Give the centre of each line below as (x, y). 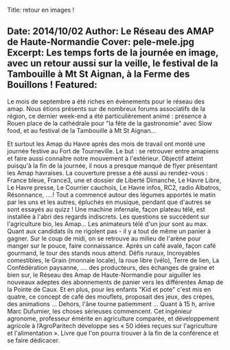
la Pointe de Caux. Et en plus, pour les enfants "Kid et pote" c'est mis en (109, 289)
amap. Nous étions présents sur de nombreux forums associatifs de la (106, 108)
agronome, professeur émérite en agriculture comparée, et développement (113, 318)
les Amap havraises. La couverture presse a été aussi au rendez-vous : (107, 173)
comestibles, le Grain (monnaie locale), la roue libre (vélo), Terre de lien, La (113, 260)
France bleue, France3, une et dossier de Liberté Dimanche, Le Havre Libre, (114, 180)
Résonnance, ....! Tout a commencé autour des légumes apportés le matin (112, 195)
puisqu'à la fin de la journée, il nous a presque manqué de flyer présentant (112, 165)
